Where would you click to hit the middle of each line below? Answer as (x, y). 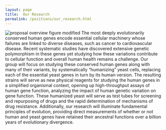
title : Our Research (28, 14)
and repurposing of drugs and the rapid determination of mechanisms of (79, 101)
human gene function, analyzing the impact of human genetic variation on (81, 91)
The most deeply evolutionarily (113, 33)
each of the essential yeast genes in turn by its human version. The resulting (83, 75)
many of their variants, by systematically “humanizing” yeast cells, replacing (83, 70)
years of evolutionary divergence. (40, 122)
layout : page (19, 10)
